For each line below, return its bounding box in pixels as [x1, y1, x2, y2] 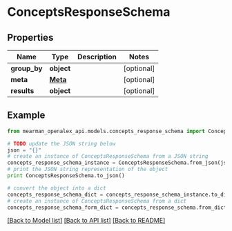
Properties [7, 32, 54, 43]
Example [7, 110, 46, 121]
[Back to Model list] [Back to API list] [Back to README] [7, 217, 166, 225]
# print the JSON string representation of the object [7, 166, 168, 173]
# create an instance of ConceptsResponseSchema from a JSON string [7, 153, 209, 160]
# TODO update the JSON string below [7, 140, 116, 147]
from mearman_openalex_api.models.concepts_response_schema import [7, 128, 206, 134]
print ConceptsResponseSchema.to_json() [7, 172, 126, 179]
